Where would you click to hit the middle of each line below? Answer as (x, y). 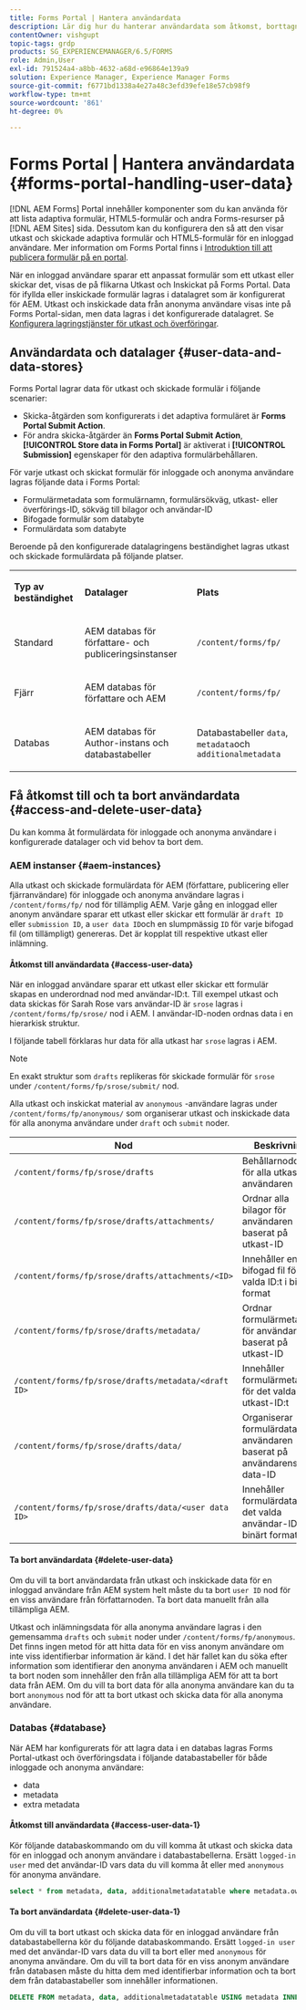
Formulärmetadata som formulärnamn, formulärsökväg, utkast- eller (150, 500)
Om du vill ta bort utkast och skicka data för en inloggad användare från (144, 1932)
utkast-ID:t (265, 1403)
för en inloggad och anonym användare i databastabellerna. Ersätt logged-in (153, 1855)
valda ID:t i (265, 1282)
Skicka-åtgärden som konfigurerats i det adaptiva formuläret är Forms (154, 416)
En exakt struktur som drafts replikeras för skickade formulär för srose (142, 1077)
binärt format (270, 1536)
